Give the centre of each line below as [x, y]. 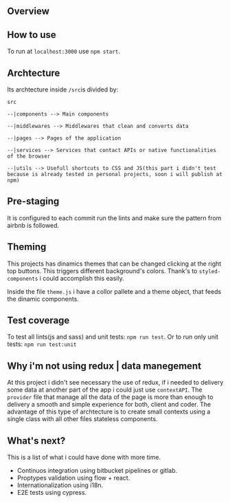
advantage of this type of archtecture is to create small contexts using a [109, 411]
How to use [32, 35]
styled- [210, 271]
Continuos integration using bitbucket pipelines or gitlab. [97, 471]
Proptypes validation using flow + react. [73, 478]
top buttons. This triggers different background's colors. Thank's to [102, 270]
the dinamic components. [43, 299]
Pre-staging [33, 201]
